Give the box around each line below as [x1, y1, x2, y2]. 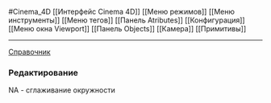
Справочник [8, 47, 51, 56]
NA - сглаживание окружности [8, 85, 115, 95]
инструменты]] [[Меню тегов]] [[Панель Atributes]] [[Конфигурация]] [8, 15, 245, 25]
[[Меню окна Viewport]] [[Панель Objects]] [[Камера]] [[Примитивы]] [8, 24, 247, 33]
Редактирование [8, 67, 79, 78]
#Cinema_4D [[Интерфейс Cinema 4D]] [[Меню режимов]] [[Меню [8, 7, 236, 16]
